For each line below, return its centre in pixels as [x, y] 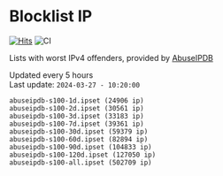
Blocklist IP [51, 16]
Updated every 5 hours [51, 75]
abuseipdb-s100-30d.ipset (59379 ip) [79, 131]
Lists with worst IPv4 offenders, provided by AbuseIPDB [111, 57]
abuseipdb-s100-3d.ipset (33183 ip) [77, 116]
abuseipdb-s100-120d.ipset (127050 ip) [83, 155]
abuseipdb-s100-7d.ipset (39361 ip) [77, 124]
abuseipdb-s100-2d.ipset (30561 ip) [77, 108]
